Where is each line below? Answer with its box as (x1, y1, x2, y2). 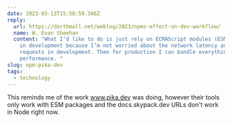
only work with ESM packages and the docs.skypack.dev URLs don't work (7, 101, 219, 109)
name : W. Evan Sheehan (13, 29, 79, 37)
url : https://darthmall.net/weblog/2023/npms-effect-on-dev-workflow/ (13, 23, 221, 30)
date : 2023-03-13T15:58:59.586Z (7, 10, 100, 17)
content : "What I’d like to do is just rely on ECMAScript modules (13, 36, 212, 43)
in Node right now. (7, 108, 60, 116)
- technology (13, 74, 51, 82)
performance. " (19, 55, 64, 62)
